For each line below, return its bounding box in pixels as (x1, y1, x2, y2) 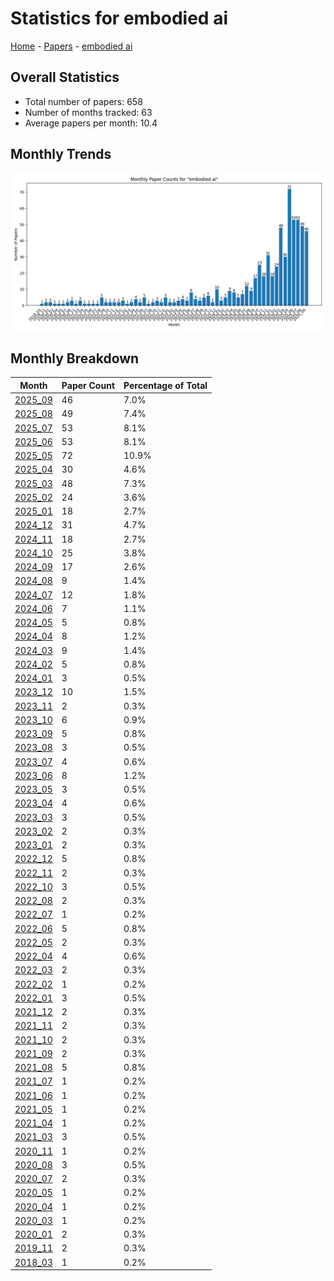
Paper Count (61, 379, 116, 391)
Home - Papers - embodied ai (10, 40, 133, 52)
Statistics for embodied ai (10, 7, 228, 30)
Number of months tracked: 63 (24, 106, 153, 118)
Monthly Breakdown (10, 350, 140, 367)
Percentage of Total (123, 379, 208, 391)
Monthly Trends (10, 146, 112, 163)
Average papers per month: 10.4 (24, 117, 158, 129)
